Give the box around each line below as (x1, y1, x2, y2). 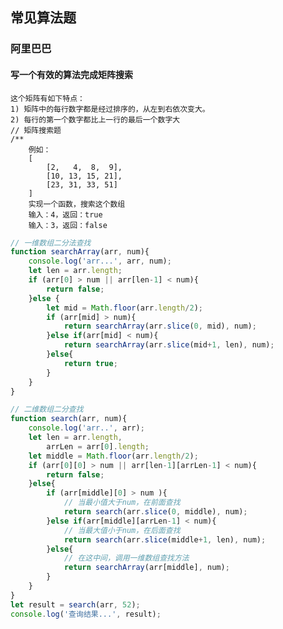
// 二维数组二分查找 (10, 404, 84, 415)
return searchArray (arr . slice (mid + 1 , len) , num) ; (63, 340, 275, 350)
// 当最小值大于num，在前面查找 (63, 498, 181, 508)
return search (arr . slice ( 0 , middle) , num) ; (63, 507, 248, 517)
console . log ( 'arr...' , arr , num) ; (28, 256, 172, 267)
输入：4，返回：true (28, 209, 103, 220)
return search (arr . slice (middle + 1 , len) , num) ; (63, 534, 267, 545)
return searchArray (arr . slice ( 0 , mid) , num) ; (63, 321, 257, 332)
